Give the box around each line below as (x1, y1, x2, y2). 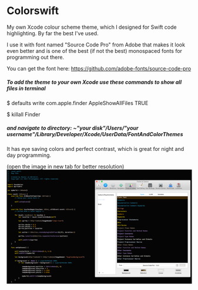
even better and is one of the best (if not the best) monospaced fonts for (6, 47, 183, 54)
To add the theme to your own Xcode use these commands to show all (6, 78, 182, 86)
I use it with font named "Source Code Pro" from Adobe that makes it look (6, 41, 186, 48)
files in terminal (6, 85, 46, 92)
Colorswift (6, 4, 59, 18)
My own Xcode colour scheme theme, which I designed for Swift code (6, 23, 177, 31)
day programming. (6, 151, 52, 159)
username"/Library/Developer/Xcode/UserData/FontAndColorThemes (6, 130, 183, 137)
